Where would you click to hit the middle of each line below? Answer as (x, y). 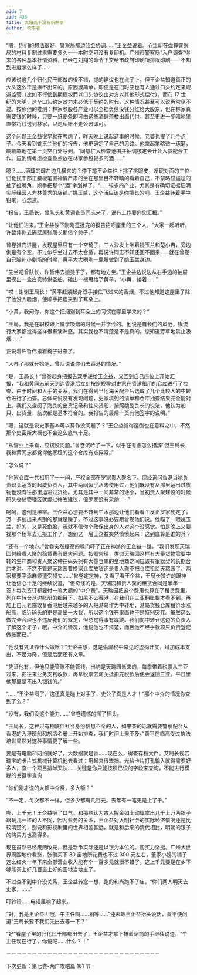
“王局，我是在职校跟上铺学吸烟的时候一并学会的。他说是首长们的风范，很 (95, 324)
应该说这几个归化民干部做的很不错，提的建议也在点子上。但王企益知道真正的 (98, 80)
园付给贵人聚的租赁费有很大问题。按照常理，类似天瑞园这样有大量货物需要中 (98, 554)
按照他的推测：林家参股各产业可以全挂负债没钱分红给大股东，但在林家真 (103, 109)
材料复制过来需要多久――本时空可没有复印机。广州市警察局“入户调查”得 (103, 53)
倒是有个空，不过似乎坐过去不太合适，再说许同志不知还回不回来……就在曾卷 (98, 252)
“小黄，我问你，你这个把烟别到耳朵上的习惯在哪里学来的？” (78, 312)
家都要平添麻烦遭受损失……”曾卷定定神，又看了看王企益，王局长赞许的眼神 (96, 576)
